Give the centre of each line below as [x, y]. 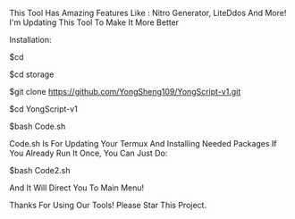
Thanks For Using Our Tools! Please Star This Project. [108, 205]
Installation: [30, 40]
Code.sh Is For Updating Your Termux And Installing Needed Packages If [143, 143]
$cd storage [32, 74]
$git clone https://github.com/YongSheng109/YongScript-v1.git [125, 92]
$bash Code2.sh [40, 170]
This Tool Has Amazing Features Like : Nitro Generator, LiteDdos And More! [148, 13]
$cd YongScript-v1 [43, 109]
